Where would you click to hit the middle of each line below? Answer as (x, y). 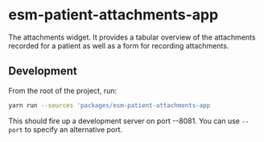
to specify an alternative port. (74, 129)
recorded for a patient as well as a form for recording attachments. (119, 45)
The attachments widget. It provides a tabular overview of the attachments (132, 37)
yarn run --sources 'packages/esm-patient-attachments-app (109, 105)
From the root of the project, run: (63, 90)
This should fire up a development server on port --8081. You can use (124, 121)
